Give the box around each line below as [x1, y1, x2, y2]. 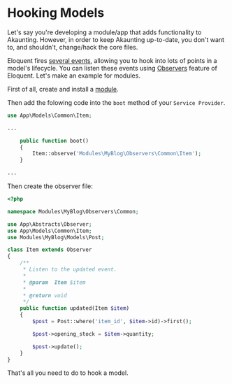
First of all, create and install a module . [7, 85, 119, 93]
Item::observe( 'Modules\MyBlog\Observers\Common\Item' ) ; [32, 150, 201, 157]
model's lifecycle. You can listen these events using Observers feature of [7, 64, 218, 72]
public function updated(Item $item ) [20, 305, 130, 312]
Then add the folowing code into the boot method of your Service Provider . [7, 98, 226, 106]
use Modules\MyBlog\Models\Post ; [7, 234, 105, 241]
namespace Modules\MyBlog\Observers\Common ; [7, 208, 139, 215]
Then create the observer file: [7, 182, 93, 190]
